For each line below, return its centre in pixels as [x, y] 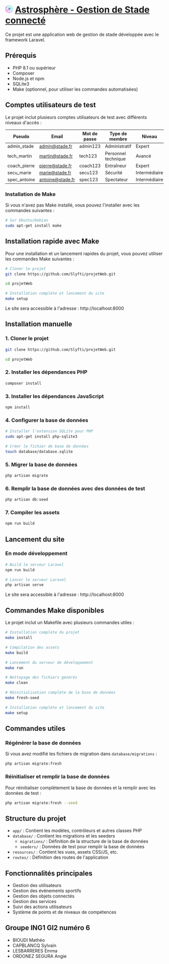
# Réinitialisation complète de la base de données [60, 693]
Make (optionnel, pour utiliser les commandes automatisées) [75, 89]
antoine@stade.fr [57, 180]
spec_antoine [21, 180]
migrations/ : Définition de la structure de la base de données [84, 841]
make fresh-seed [22, 698]
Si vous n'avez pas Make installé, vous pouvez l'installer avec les [72, 205]
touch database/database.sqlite [39, 452]
